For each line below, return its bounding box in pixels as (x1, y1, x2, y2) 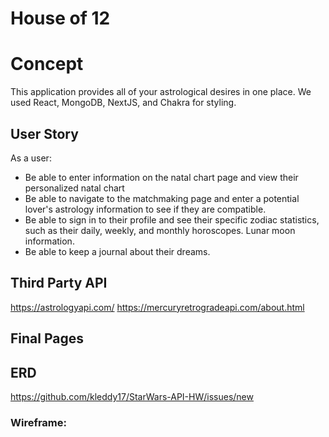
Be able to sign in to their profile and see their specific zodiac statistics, (24, 213, 320, 226)
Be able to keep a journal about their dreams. (24, 245, 211, 257)
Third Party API (10, 275, 108, 292)
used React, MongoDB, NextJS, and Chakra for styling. (10, 97, 237, 109)
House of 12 (10, 7, 111, 30)
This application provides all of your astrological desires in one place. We (10, 86, 312, 98)
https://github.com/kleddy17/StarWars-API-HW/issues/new (10, 390, 254, 402)
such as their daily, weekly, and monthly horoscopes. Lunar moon (24, 224, 296, 236)
